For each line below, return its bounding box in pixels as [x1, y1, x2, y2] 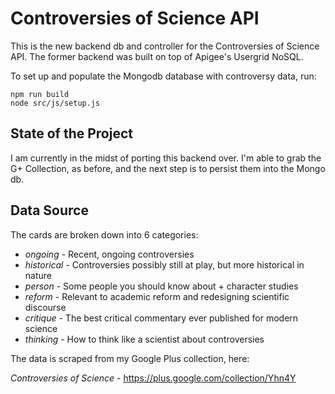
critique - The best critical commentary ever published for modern [24, 312, 299, 324]
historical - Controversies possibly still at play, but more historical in [24, 258, 305, 271]
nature [24, 269, 52, 281]
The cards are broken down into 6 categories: [10, 228, 199, 241]
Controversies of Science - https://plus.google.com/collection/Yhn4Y [10, 372, 297, 384]
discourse [24, 301, 67, 313]
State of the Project [10, 125, 133, 142]
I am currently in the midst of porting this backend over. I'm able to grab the [10, 152, 322, 164]
